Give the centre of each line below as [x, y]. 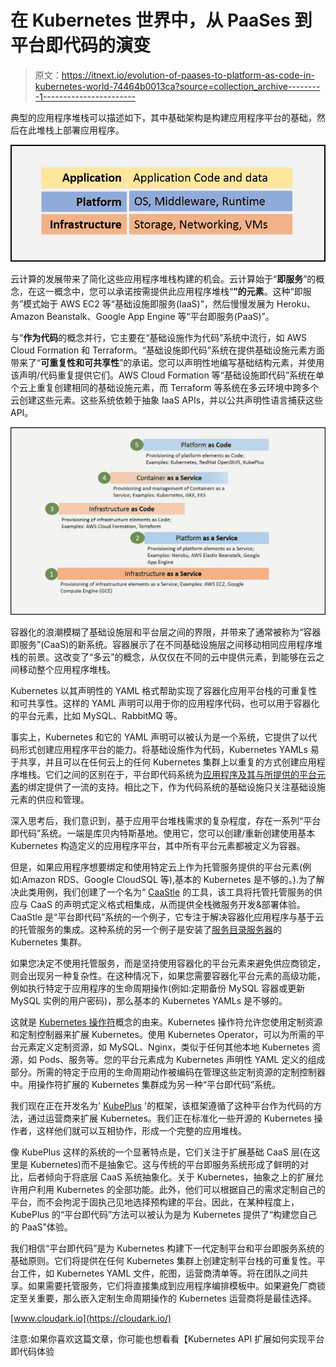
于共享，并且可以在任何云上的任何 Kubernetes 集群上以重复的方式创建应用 [163, 762]
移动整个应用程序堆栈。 [67, 669]
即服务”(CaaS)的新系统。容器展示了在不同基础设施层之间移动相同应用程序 [162, 644]
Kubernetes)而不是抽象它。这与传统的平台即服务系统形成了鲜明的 [164, 1164]
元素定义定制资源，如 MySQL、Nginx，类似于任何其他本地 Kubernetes [164, 1047]
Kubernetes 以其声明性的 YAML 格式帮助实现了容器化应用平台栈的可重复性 [164, 690]
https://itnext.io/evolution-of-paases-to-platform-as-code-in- [188, 75]
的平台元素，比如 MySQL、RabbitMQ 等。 [96, 715]
